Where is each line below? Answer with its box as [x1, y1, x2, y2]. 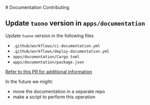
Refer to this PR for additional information [5, 68, 93, 74]
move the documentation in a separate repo [12, 88, 105, 94]
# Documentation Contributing [5, 5, 70, 10]
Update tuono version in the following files [5, 33, 94, 39]
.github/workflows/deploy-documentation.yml [12, 48, 110, 54]
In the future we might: [5, 78, 53, 85]
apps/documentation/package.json [12, 60, 84, 65]
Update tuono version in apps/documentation [5, 19, 145, 28]
